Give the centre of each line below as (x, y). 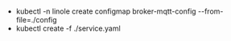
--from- (210, 11)
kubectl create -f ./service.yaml (68, 29)
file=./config (37, 20)
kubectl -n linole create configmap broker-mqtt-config (106, 11)
